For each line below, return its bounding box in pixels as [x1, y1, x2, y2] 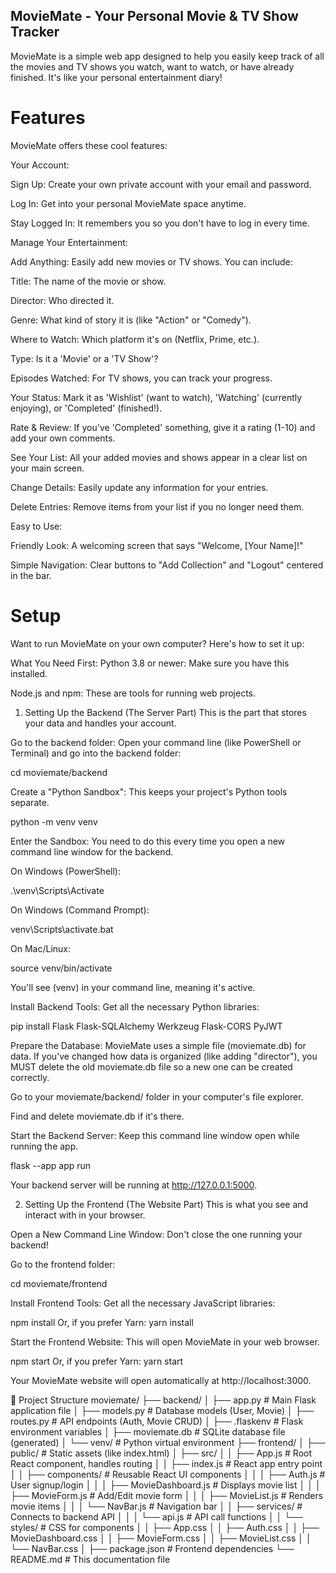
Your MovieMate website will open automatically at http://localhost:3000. [10, 1374, 312, 1386]
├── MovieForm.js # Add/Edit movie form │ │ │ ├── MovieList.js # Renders [10, 1489, 324, 1501]
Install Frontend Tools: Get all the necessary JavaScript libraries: [10, 1297, 276, 1309]
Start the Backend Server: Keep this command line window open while [10, 1129, 300, 1141]
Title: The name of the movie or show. [10, 275, 167, 287]
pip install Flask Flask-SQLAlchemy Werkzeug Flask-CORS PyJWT [10, 1020, 283, 1032]
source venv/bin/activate [10, 962, 113, 974]
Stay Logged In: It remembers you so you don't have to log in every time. [10, 217, 310, 229]
